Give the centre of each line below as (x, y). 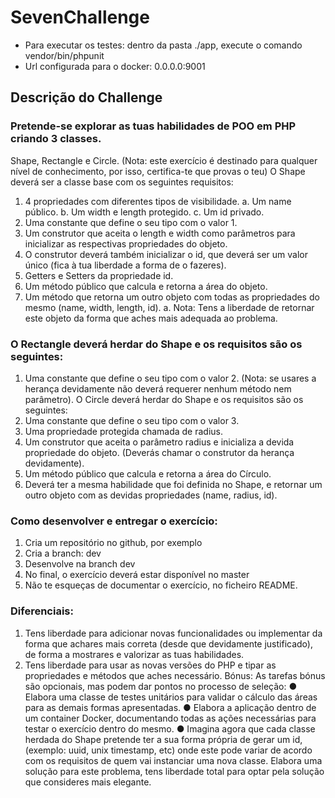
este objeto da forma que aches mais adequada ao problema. (151, 318)
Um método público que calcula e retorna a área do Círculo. (148, 473)
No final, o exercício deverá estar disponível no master (137, 575)
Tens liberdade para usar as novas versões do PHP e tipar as (150, 665)
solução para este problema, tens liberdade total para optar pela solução (174, 771)
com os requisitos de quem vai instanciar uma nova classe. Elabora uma (173, 760)
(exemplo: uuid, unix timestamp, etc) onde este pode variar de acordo (168, 750)
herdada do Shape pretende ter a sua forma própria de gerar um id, (163, 739)
